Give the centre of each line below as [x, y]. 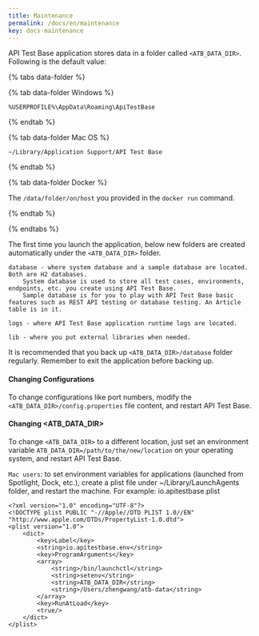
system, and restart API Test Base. [65, 458]
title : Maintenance [41, 16]
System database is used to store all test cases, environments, [134, 282]
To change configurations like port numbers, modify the [100, 397]
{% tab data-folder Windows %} [61, 93]
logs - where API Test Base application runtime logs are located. [123, 324]
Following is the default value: [57, 62]
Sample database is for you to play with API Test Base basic [128, 296]
